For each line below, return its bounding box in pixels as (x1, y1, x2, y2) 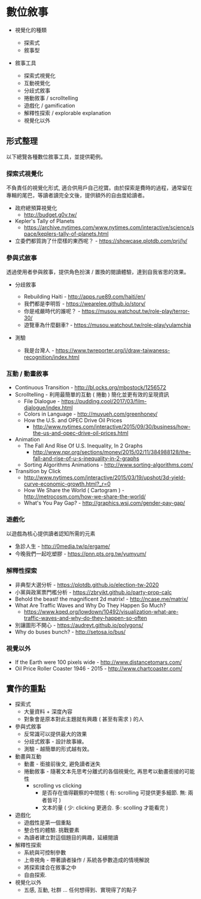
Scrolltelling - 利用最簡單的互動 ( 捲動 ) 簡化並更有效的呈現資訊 (14, 391, 169, 398)
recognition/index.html (23, 353, 80, 361)
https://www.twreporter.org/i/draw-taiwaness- (55, 347, 170, 354)
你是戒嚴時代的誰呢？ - (23, 307, 81, 315)
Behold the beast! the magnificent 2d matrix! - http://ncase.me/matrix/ (14, 596, 188, 603)
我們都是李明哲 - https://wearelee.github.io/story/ (23, 300, 146, 307)
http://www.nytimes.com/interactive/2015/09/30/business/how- (32, 423, 191, 430)
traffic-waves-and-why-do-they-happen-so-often (23, 614, 148, 622)
